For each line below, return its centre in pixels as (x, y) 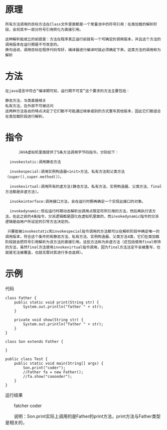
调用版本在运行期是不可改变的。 (33, 44)
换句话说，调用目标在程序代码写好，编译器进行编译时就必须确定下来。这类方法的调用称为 (83, 50)
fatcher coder (28, 406)
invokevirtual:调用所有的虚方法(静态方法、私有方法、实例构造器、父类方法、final (86, 186)
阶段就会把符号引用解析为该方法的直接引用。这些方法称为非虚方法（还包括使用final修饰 (83, 242)
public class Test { (27, 359)
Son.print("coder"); (44, 368)
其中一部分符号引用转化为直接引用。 (51, 29)
